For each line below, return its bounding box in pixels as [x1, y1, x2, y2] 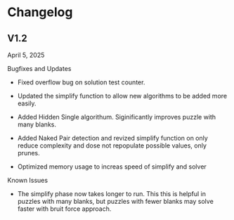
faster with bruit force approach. [17, 205, 112, 213]
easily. [17, 99, 37, 108]
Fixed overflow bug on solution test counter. [17, 78, 145, 86]
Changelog [7, 4, 73, 20]
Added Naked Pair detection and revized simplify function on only [17, 134, 209, 142]
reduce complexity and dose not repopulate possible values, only [17, 141, 207, 150]
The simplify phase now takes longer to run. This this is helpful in [17, 190, 206, 198]
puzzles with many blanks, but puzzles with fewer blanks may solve [17, 198, 214, 205]
